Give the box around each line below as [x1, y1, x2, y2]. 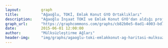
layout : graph [5, 7, 52, 12]
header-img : [5, 35, 30, 40]
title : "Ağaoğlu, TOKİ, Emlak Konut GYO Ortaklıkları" [5, 12, 142, 17]
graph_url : [5, 21, 28, 26]
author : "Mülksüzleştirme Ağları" [5, 30, 95, 35]
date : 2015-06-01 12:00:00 [5, 26, 84, 31]
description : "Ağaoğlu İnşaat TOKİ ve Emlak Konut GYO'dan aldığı [5, 16, 153, 21]
